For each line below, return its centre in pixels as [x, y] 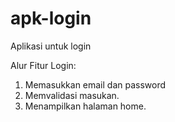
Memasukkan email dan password [95, 84]
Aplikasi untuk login [51, 46]
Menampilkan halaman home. [85, 106]
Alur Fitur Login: [43, 65]
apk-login [51, 18]
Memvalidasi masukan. [72, 95]
